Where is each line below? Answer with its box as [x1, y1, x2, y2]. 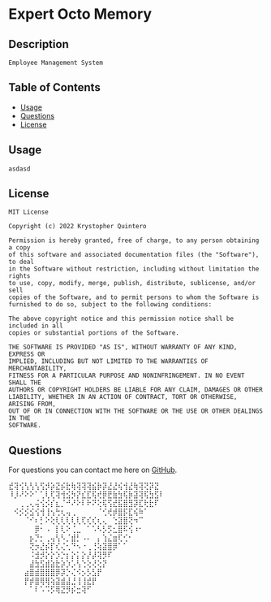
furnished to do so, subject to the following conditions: [8, 301, 213, 309]
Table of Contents [8, 80, 101, 94]
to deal [8, 258, 35, 266]
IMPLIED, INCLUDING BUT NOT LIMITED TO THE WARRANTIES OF [8, 357, 209, 366]
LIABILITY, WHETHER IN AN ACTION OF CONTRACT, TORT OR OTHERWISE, [8, 393, 238, 401]
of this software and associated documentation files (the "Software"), [8, 251, 260, 259]
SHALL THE [8, 379, 42, 387]
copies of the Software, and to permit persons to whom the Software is [8, 293, 260, 301]
